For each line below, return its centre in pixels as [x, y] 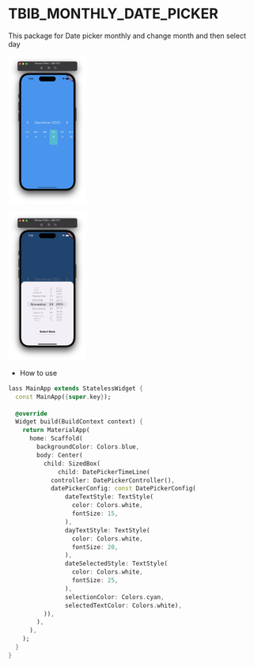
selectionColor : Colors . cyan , [114, 597]
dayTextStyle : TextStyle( [107, 530]
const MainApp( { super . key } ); [63, 396]
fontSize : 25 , [95, 581]
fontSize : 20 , [95, 547]
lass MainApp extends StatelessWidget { [76, 388]
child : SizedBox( [72, 464]
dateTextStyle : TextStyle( [109, 497]
